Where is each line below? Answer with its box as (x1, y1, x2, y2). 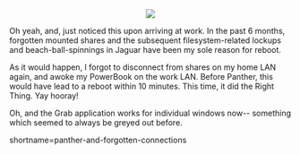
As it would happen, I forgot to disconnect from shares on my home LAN (9, 62, 276, 73)
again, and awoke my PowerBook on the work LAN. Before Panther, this (9, 72, 273, 81)
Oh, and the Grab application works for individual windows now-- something (9, 107, 292, 118)
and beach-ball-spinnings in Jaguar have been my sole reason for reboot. (9, 45, 282, 55)
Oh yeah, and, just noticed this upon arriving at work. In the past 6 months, (9, 26, 286, 36)
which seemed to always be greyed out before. (9, 117, 184, 128)
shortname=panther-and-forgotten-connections (9, 134, 187, 145)
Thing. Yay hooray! (9, 90, 79, 101)
